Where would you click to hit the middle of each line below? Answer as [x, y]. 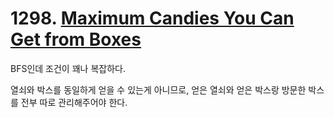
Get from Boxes [76, 39]
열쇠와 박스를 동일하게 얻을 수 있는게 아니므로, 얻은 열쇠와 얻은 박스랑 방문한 [158, 89]
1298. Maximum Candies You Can [152, 18]
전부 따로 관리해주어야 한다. [74, 102]
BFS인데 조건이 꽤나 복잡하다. [68, 68]
